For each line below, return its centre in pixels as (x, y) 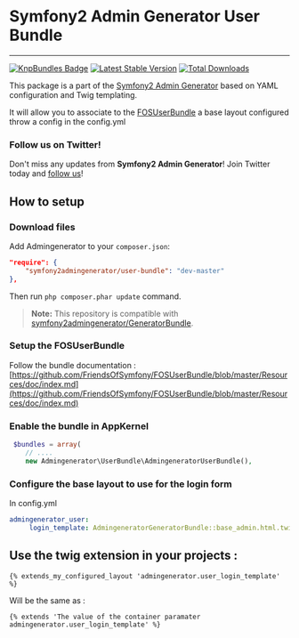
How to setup (47, 202)
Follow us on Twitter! (55, 144)
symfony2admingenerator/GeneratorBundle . (112, 323)
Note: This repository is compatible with (105, 313)
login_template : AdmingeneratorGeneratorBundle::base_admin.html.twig (162, 528)
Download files (42, 227)
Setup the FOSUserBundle (67, 346)
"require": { (33, 262)
